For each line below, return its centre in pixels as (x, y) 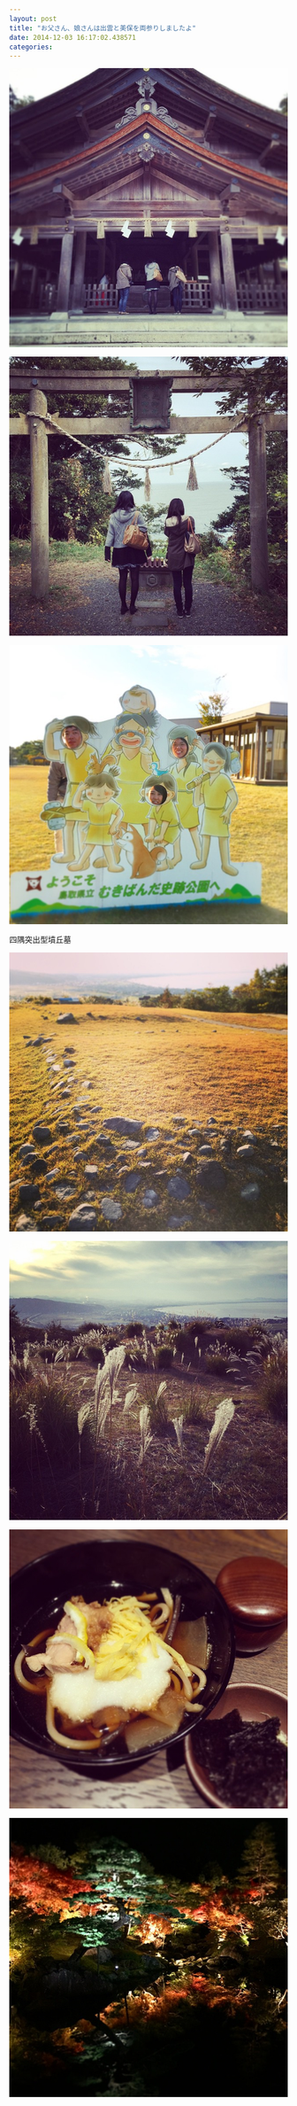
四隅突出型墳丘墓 (40, 940)
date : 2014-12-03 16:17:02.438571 (73, 37)
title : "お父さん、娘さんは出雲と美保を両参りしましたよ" (103, 28)
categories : (31, 47)
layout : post (33, 19)
